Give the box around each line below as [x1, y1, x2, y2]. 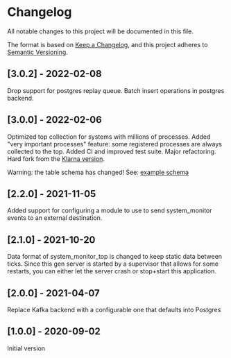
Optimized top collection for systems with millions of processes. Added [7, 133, 211, 141]
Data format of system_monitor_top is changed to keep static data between [7, 253, 223, 261]
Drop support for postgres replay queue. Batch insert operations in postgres [7, 86, 225, 94]
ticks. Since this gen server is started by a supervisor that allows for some [7, 259, 219, 268]
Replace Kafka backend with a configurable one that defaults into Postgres [7, 306, 221, 314]
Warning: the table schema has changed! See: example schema [7, 168, 189, 176]
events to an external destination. [7, 214, 103, 222]
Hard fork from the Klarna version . [7, 154, 105, 163]
